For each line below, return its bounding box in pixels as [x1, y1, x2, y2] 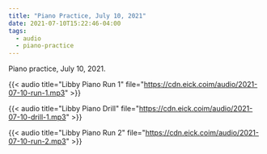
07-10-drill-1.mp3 [8, 112, 66, 122]
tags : [8, 27, 27, 35]
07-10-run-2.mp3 [8, 136, 66, 146]
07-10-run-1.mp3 [8, 88, 66, 98]
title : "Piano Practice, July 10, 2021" [8, 11, 147, 20]
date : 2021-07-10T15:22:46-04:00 [8, 19, 121, 27]
